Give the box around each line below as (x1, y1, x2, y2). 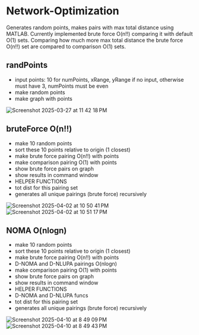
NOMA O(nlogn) (6, 225, 67, 235)
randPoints (6, 60, 48, 70)
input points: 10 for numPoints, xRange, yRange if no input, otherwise (14, 76, 184, 83)
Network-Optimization (6, 4, 119, 18)
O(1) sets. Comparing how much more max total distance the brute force (6, 36, 183, 44)
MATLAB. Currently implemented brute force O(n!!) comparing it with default (6, 30, 193, 37)
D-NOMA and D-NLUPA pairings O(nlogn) (14, 260, 118, 268)
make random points (14, 88, 65, 96)
